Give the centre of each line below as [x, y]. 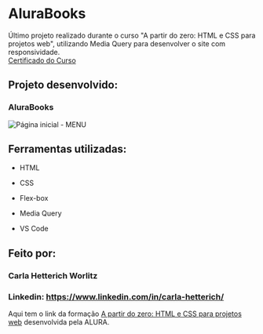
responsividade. [34, 52]
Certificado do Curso [42, 60]
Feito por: [32, 253]
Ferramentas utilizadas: [68, 149]
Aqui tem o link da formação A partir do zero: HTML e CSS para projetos [125, 314]
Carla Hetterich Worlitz [53, 275]
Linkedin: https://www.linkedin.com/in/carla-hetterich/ [116, 296]
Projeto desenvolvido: [63, 85]
